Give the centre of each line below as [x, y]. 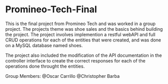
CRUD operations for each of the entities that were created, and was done [83, 40]
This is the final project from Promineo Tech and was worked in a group [80, 24]
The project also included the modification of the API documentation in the [84, 55]
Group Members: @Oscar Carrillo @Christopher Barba [63, 76]
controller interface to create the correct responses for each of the [75, 60]
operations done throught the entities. [45, 66]
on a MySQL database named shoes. [44, 45]
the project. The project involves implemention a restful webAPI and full [80, 34]
